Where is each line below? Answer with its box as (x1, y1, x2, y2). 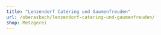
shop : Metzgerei (6, 20, 47, 26)
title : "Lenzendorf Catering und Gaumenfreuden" (6, 8, 131, 15)
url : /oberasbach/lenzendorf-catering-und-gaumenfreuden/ (6, 14, 155, 20)
